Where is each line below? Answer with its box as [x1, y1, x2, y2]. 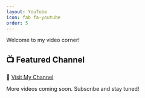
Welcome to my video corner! [6, 37, 80, 44]
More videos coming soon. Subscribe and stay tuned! [6, 85, 140, 93]
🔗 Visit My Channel [6, 73, 54, 81]
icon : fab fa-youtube [6, 14, 61, 20]
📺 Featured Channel [6, 55, 85, 65]
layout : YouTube [6, 8, 47, 15]
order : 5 [6, 20, 28, 26]
